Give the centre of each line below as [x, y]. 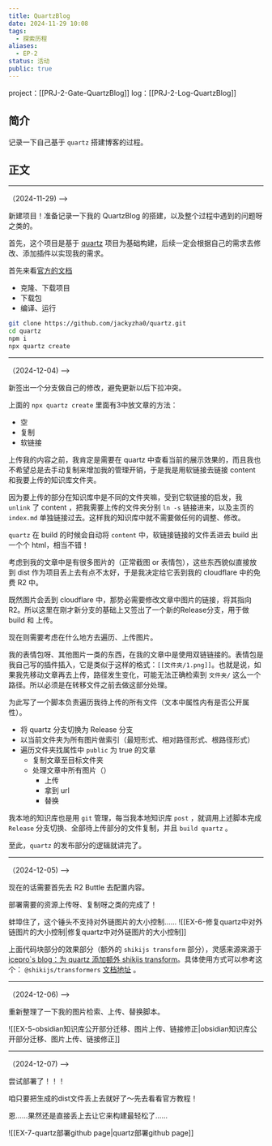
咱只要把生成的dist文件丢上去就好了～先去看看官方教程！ [103, 1098]
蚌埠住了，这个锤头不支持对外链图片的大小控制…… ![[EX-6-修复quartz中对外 [136, 921]
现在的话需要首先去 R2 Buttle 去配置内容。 [79, 887]
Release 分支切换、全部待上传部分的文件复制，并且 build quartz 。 [120, 828]
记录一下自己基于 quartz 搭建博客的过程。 [78, 142]
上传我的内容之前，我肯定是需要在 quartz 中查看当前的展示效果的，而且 [127, 459]
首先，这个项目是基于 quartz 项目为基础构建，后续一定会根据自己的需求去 [131, 243]
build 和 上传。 [33, 620]
